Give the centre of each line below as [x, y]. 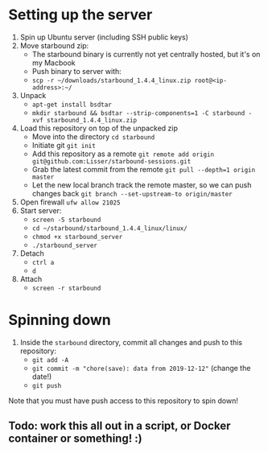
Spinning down [60, 320]
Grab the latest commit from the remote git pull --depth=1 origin [144, 169]
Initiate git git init [64, 145]
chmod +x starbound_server [77, 237]
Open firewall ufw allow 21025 [70, 202]
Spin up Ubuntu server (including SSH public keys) [104, 37]
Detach [32, 253]
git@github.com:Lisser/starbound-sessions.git [111, 161]
